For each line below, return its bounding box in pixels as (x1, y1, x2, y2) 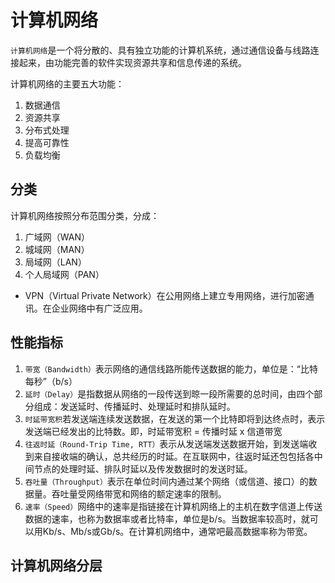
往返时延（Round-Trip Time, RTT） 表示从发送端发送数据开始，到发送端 (24, 437, 309, 450)
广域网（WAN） (24, 231, 91, 243)
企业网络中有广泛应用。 (51, 302, 148, 314)
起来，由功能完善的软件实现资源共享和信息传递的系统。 (18, 56, 247, 68)
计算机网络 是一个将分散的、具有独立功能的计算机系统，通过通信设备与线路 (10, 44, 311, 56)
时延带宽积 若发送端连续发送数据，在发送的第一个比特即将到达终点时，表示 (24, 412, 326, 425)
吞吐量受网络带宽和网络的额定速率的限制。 (51, 487, 227, 500)
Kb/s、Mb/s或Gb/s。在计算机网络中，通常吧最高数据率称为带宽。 (42, 525, 313, 537)
